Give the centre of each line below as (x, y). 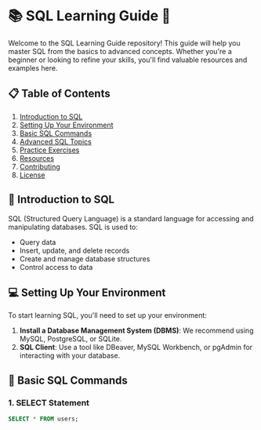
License (32, 175)
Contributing (40, 166)
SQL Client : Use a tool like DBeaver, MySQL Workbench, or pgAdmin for (136, 348)
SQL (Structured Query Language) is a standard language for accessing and (131, 218)
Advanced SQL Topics (55, 141)
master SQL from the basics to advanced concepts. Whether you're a (120, 51)
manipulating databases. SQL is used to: (73, 227)
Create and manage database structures (85, 259)
